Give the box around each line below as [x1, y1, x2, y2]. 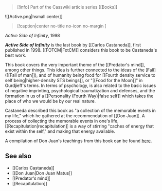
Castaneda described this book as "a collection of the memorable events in [5, 107, 156, 113]
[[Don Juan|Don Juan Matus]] [12, 170, 72, 176]
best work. [5, 52, 27, 58]
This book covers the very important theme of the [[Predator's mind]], [5, 62, 145, 67]
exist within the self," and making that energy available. [5, 128, 115, 134]
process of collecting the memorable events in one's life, [5, 118, 119, 124]
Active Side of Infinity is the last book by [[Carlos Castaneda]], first [5, 42, 141, 48]
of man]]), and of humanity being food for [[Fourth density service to [18, 72, 156, 78]
